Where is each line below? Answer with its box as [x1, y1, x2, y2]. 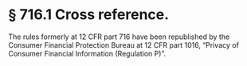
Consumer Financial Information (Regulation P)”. [8, 49, 166, 58]
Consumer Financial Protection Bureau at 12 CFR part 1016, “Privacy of [8, 40, 239, 49]
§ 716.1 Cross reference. [8, 6, 170, 24]
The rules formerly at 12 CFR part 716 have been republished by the [8, 32, 230, 41]
